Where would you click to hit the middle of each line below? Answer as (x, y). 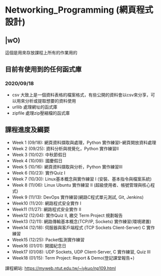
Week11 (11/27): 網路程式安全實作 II (47, 209)
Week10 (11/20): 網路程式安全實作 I (47, 203)
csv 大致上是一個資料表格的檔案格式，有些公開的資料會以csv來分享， (81, 95)
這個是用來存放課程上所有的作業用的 (41, 52)
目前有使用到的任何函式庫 (43, 69)
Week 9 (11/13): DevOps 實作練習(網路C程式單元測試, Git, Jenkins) (78, 197)
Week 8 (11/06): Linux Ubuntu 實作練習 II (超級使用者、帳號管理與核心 (81, 185)
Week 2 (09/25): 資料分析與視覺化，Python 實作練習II (65, 148)
